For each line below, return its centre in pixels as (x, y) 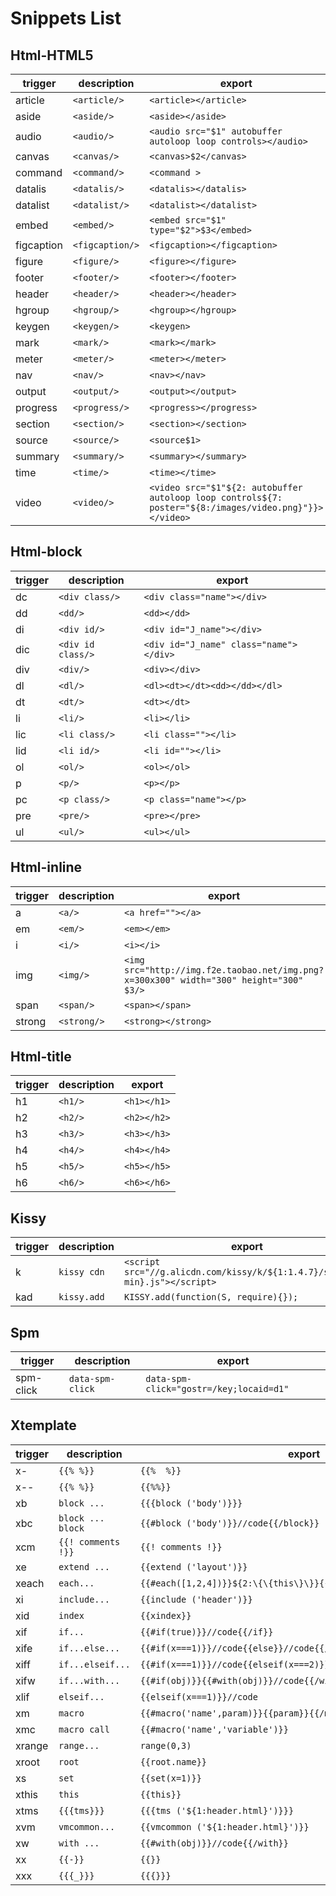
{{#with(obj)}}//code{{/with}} (214, 1843)
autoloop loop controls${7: (216, 497)
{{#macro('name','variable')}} (214, 1729)
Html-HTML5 (52, 55)
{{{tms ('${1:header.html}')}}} (217, 1810)
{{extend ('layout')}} (193, 1566)
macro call (84, 1729)
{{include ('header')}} (196, 1599)
